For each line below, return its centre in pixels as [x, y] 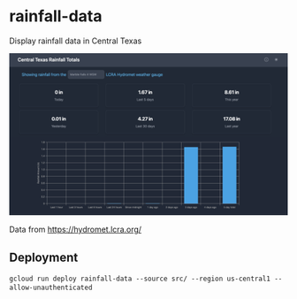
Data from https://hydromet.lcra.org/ [76, 230]
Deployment [44, 257]
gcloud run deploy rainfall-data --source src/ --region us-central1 [140, 279]
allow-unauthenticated [51, 288]
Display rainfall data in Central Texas [76, 41]
